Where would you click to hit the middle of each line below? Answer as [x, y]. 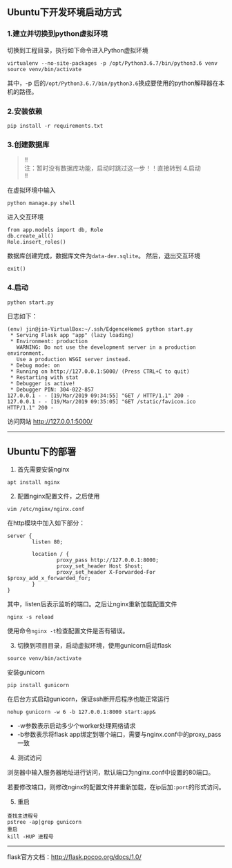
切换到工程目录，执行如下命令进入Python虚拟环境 [78, 50]
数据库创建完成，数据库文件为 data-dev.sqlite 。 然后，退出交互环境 [104, 256]
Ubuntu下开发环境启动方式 [65, 12]
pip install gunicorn [38, 686]
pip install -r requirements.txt [55, 126]
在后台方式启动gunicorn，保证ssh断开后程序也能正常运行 [88, 699]
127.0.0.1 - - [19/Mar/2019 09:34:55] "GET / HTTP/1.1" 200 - [98, 396]
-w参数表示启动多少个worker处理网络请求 [76, 726]
